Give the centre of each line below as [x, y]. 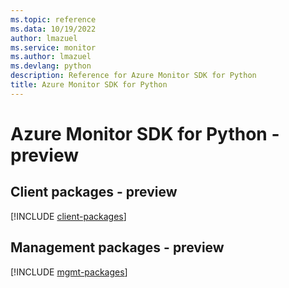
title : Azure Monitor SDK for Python [89, 85]
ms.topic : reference [53, 19]
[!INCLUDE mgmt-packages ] [69, 272]
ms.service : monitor [53, 47]
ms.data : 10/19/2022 [53, 29]
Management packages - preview [117, 247]
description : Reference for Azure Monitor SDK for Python [133, 76]
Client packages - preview [94, 192]
